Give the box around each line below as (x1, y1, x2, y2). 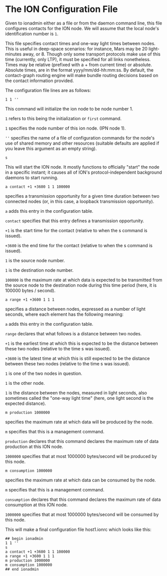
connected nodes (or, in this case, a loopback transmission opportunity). (5, 198, 155, 204)
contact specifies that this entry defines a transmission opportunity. (5, 218, 145, 224)
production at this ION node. (5, 443, 63, 449)
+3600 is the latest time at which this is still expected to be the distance (5, 355, 150, 361)
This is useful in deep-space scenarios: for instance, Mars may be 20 (5, 46, 148, 52)
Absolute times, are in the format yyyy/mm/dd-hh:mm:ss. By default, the (5, 67, 154, 73)
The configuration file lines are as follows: (5, 87, 91, 93)
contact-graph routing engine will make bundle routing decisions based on (5, 72, 159, 78)
